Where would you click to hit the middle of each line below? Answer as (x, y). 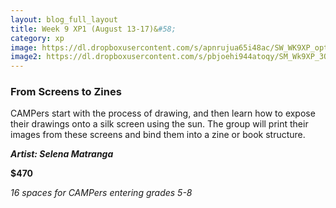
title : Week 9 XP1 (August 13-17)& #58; (93, 29)
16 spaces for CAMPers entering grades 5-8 (101, 193)
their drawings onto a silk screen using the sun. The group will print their (159, 124)
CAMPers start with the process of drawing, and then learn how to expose (163, 113)
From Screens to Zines (66, 92)
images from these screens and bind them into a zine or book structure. (158, 135)
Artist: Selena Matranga (62, 154)
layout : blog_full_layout (64, 19)
